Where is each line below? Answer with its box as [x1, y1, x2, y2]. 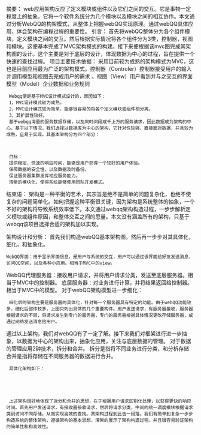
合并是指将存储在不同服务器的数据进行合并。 [6, 353, 117, 359]
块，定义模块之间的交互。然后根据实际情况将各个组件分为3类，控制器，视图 [6, 35, 193, 42]
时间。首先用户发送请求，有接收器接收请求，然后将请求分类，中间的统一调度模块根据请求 [6, 404, 193, 410]
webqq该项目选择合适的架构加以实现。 [6, 221, 102, 227]
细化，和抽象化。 [6, 241, 48, 248]
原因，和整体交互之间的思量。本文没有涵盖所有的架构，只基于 [37, 213, 190, 220]
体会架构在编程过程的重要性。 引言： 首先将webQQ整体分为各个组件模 [16, 28, 190, 35]
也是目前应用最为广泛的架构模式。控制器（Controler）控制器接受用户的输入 [6, 65, 192, 72]
